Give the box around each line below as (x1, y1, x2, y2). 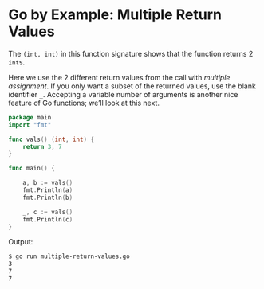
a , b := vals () (22, 179, 73, 187)
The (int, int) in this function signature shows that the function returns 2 (8, 49, 254, 58)
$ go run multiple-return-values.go (8, 252, 130, 260)
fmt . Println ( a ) (22, 186, 73, 194)
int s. (8, 57, 26, 67)
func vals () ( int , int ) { (8, 135, 94, 143)
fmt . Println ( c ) (22, 215, 73, 224)
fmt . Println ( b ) (22, 193, 73, 201)
